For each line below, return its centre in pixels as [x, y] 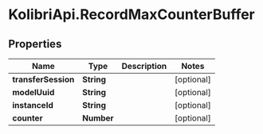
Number [98, 118]
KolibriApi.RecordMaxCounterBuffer [131, 15]
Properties [35, 44]
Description [144, 66]
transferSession [43, 79]
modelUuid [33, 92]
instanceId [33, 105]
